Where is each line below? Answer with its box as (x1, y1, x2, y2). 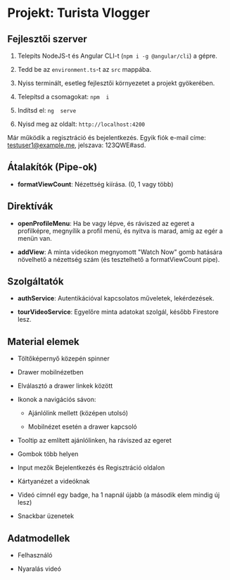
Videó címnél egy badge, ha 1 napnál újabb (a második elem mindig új (17, 491, 220, 499)
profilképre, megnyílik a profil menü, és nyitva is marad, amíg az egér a (17, 227, 223, 235)
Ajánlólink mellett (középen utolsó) (27, 409, 129, 417)
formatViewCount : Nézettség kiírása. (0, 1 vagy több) (17, 179, 174, 188)
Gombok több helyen (17, 450, 79, 458)
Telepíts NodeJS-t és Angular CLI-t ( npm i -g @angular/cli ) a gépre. (17, 51, 218, 60)
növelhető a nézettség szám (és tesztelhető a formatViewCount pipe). (17, 255, 220, 263)
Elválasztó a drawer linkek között (17, 382, 113, 390)
